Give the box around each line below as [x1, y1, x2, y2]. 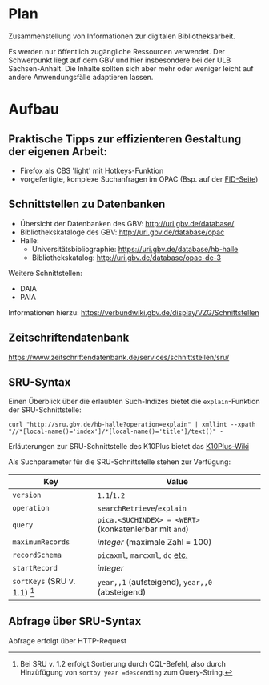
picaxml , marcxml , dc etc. [97, 550, 188, 561]
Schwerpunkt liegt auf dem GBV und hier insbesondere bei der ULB [8, 55, 231, 65]
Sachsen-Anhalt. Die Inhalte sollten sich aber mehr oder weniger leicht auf [8, 63, 254, 73]
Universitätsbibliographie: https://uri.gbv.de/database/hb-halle [31, 244, 239, 254]
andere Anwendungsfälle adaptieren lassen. [8, 72, 154, 82]
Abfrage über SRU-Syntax [8, 615, 142, 628]
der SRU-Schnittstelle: [8, 405, 82, 415]
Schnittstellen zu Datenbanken [8, 198, 166, 211]
